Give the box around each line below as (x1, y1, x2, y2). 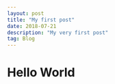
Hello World (7, 65, 75, 81)
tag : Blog (7, 36, 36, 42)
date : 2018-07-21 (7, 23, 57, 29)
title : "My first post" (7, 16, 75, 23)
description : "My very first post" (7, 29, 109, 36)
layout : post (7, 10, 44, 17)
